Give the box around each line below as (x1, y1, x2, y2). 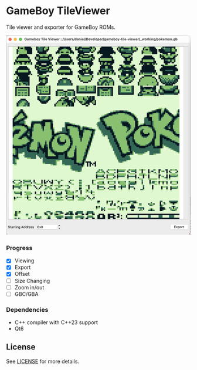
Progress (6, 244, 33, 252)
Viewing (14, 257, 35, 264)
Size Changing (14, 277, 50, 284)
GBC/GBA (14, 290, 39, 298)
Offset (14, 271, 30, 278)
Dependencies (6, 305, 49, 314)
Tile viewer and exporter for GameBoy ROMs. (6, 24, 116, 31)
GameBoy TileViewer (6, 4, 110, 18)
